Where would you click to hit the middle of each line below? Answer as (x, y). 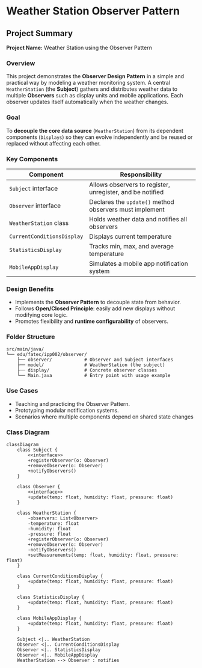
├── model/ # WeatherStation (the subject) (91, 365)
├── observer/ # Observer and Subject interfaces (95, 360)
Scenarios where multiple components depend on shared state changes (104, 417)
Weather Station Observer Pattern (93, 11)
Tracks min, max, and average (132, 246)
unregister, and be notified (127, 192)
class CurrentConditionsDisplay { (60, 576)
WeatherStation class (39, 222)
